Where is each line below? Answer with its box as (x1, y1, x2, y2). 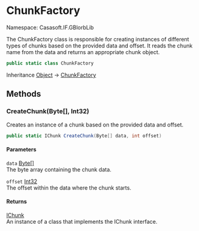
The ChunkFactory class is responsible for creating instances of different (6, 35, 190, 43)
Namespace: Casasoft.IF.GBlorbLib (6, 24, 94, 31)
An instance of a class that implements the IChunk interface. (6, 218, 158, 225)
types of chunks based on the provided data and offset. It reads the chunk (6, 42, 193, 49)
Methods (6, 89, 41, 99)
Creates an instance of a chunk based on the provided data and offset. (6, 121, 184, 128)
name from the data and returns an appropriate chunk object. (6, 48, 160, 55)
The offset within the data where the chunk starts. (6, 184, 132, 191)
